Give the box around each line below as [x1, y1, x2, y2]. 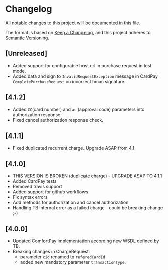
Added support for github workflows [12, 189, 88, 195]
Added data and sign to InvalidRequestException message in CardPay [12, 73, 158, 79]
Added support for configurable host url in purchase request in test [12, 62, 152, 68]
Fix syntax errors [12, 194, 48, 200]
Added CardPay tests [12, 178, 57, 184]
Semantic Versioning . [5, 35, 49, 41]
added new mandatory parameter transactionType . [20, 259, 126, 265]
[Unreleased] [5, 49, 48, 58]
